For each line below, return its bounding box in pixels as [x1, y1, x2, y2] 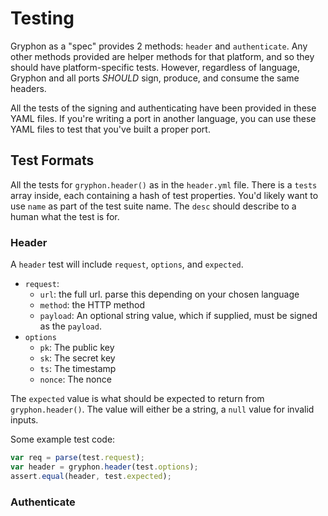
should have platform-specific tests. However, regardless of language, [10, 61, 300, 73]
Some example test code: [10, 433, 116, 446]
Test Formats [10, 152, 95, 169]
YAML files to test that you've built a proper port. [10, 123, 211, 135]
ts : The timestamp [39, 363, 117, 375]
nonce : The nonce [39, 373, 112, 386]
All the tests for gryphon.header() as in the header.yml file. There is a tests [10, 178, 318, 191]
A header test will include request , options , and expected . [10, 258, 244, 271]
